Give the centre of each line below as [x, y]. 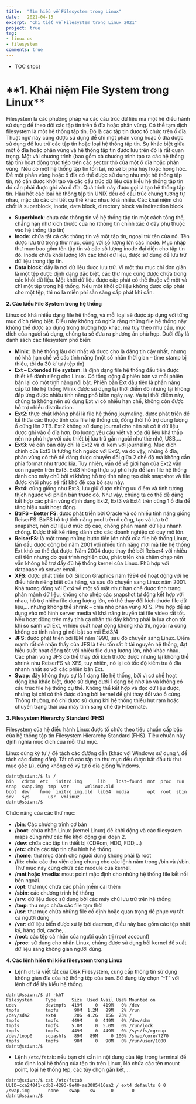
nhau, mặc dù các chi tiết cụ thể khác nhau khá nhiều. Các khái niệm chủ [94, 199]
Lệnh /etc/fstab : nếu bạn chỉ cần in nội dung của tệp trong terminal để [100, 1057]
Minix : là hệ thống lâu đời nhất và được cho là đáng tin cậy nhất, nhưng [100, 351]
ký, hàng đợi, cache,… [41, 930]
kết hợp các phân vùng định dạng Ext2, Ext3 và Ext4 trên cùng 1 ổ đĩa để [102, 501]
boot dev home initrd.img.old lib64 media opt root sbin [97, 792]
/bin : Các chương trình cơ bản [51, 824]
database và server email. [46, 569]
